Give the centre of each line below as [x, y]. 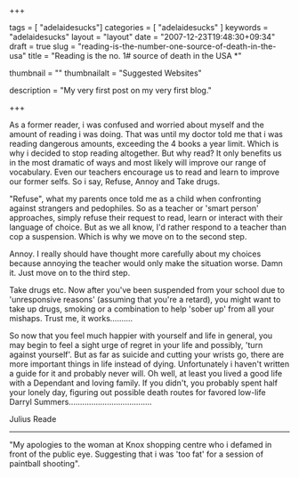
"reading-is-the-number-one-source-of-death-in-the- [177, 46]
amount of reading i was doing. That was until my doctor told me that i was [146, 134]
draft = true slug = [43, 46]
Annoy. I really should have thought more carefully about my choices [135, 254]
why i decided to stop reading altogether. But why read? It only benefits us [145, 153]
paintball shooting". [44, 463]
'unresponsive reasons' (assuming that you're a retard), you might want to [145, 300]
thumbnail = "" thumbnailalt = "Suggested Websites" [105, 73]
